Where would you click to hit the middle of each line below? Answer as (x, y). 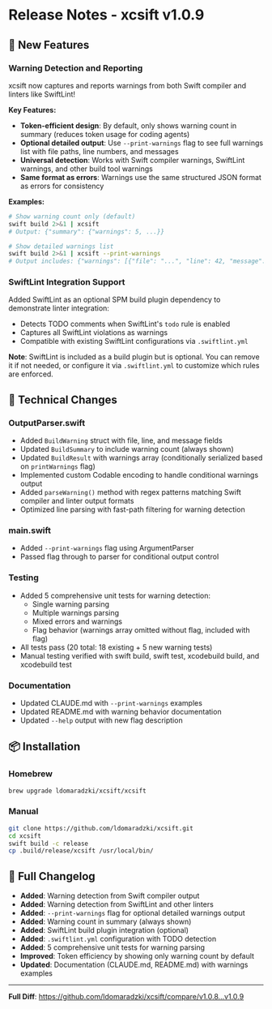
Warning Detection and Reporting (76, 68)
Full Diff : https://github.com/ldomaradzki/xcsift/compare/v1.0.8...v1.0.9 (126, 997)
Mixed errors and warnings (77, 621)
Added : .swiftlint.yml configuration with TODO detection (118, 939)
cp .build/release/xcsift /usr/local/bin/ (81, 851)
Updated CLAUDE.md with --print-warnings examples (111, 703)
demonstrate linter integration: (59, 308)
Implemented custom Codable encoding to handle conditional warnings (139, 475)
